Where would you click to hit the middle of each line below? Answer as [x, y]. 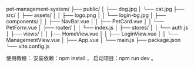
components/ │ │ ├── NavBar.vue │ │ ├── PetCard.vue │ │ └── [85, 21]
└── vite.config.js [28, 46]
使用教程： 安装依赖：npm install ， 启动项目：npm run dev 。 [81, 58]
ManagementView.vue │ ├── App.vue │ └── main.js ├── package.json [93, 40]
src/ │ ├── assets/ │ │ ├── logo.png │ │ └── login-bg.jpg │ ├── [86, 15]
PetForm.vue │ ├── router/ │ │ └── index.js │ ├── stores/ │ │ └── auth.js [97, 27]
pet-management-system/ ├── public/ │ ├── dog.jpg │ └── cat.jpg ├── [95, 9]
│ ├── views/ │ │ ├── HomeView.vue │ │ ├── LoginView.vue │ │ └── [92, 34]
